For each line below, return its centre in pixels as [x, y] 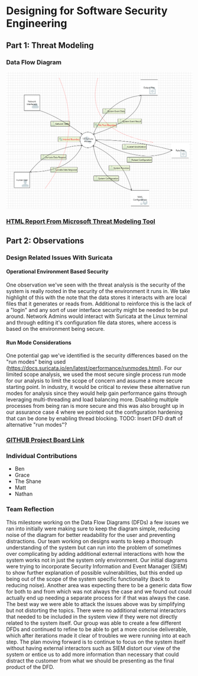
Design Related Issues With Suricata [59, 257]
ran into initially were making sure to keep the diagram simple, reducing [93, 529]
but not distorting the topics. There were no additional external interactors [96, 610]
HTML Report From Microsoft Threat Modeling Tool [81, 221]
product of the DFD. [30, 667]
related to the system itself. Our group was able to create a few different [94, 623]
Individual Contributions [42, 456]
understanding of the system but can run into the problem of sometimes [94, 547]
